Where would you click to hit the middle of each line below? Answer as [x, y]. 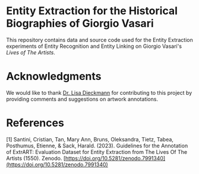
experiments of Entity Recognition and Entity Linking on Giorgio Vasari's [94, 46]
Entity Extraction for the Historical [92, 11]
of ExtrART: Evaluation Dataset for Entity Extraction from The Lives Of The [97, 152]
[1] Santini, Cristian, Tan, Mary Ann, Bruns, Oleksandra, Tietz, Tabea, [90, 139]
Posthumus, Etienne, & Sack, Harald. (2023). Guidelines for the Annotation [97, 146]
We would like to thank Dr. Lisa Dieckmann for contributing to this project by [99, 92]
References [35, 123]
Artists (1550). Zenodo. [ [36, 158]
